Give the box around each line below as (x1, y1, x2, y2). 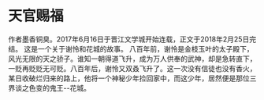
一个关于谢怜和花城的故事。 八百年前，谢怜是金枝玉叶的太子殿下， (37, 44, 254, 53)
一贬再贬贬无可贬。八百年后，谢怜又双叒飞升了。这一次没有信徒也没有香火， (8, 63, 257, 73)
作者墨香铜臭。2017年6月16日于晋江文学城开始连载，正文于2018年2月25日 (8, 34, 250, 44)
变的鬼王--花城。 (35, 83, 91, 92)
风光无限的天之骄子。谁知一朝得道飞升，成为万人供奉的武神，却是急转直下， (8, 54, 257, 63)
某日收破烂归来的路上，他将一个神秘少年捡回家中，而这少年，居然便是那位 (8, 73, 250, 83)
